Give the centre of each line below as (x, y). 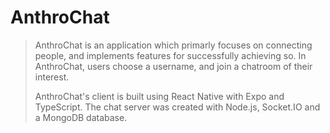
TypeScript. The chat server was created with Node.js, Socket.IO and (177, 107)
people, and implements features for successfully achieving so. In (170, 55)
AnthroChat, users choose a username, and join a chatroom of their (173, 66)
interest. (52, 77)
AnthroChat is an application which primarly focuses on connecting (173, 45)
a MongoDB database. (81, 117)
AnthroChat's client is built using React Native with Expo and (159, 96)
